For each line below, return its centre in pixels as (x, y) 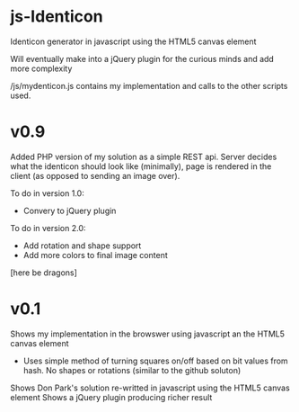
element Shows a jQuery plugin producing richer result (111, 397)
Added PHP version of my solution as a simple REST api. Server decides (144, 157)
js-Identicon (57, 17)
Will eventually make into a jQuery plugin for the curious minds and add (142, 58)
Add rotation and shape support (82, 246)
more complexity (41, 68)
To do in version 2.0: (48, 228)
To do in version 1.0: (47, 193)
